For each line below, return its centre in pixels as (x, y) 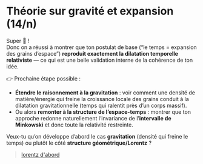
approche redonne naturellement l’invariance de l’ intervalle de (93, 118)
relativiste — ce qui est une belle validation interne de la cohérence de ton (100, 60)
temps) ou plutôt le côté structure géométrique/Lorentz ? (79, 143)
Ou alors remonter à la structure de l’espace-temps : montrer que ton (103, 112)
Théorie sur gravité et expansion (90, 11)
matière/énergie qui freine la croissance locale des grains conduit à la (102, 99)
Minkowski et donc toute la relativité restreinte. (74, 125)
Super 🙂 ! (18, 41)
